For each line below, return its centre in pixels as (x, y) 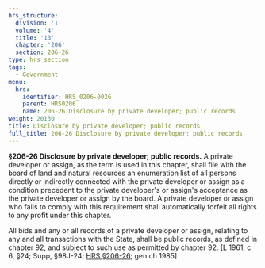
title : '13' (35, 38)
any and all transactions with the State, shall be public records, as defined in (133, 239)
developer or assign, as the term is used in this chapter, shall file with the (127, 164)
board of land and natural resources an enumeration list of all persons (122, 173)
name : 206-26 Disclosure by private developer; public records (129, 112)
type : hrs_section (38, 60)
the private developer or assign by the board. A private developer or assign (131, 198)
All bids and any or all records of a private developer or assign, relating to (128, 230)
